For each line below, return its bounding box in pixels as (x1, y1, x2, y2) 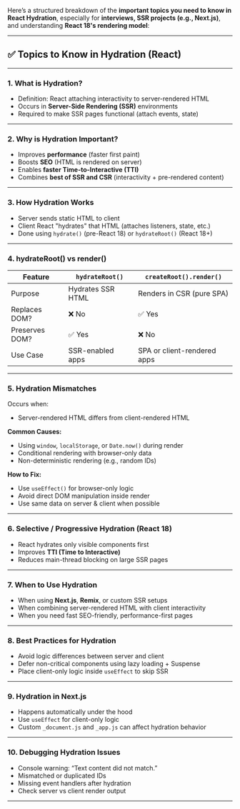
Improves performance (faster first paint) (17, 150, 141, 159)
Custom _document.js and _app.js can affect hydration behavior (17, 723, 206, 731)
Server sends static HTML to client (17, 213, 120, 222)
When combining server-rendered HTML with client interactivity (17, 603, 206, 612)
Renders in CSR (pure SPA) (138, 288, 229, 298)
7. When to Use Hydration (7, 580, 98, 590)
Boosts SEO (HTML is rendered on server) (17, 158, 142, 166)
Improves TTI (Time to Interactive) (17, 548, 121, 556)
